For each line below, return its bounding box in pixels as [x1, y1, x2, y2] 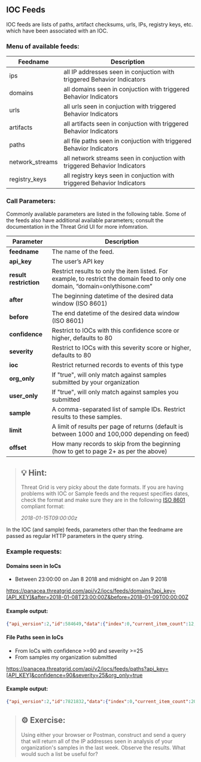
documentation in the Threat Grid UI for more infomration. [6, 223, 148, 231]
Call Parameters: [6, 197, 56, 205]
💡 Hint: [20, 468, 47, 478]
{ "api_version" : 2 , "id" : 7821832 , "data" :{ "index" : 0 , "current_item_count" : [6, 698, 191, 704]
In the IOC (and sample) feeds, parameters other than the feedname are [6, 526, 183, 533]
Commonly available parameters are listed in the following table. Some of [6, 210, 187, 218]
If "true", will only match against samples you [51, 388, 179, 396]
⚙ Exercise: [20, 715, 66, 725]
